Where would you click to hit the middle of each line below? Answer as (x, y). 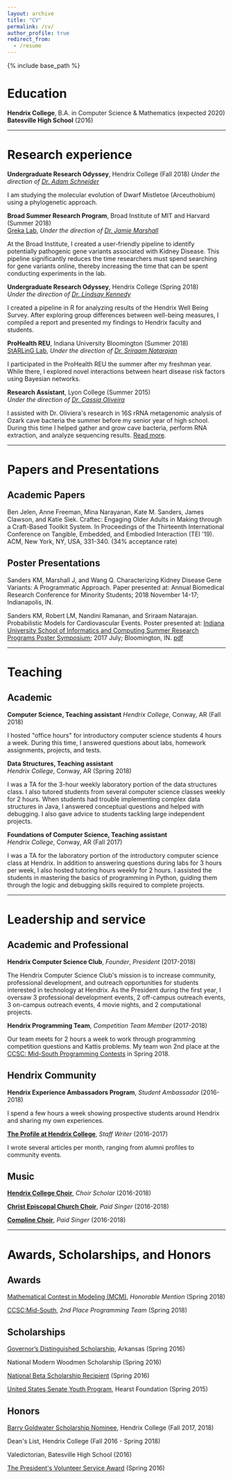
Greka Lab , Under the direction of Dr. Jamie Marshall (83, 230)
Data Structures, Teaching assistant (60, 763)
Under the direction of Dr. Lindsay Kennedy (69, 294)
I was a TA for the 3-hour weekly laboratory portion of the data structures (112, 784)
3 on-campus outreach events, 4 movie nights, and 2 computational (104, 1004)
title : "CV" (24, 20)
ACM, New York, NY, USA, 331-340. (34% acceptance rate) (93, 541)
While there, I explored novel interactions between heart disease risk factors (116, 371)
